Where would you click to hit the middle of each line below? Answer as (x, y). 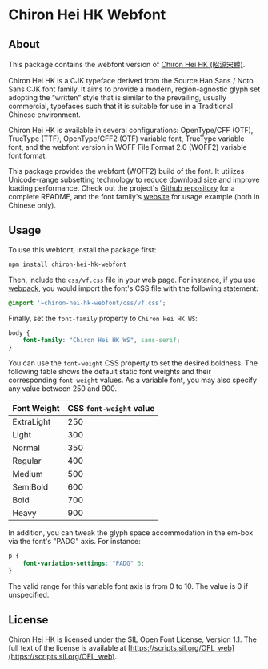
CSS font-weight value (111, 409)
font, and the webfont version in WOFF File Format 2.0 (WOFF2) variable (128, 147)
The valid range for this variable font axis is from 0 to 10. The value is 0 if (128, 586)
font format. (28, 155)
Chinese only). (32, 205)
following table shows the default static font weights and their (110, 372)
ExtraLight (32, 422)
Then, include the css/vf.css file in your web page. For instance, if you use (132, 280)
